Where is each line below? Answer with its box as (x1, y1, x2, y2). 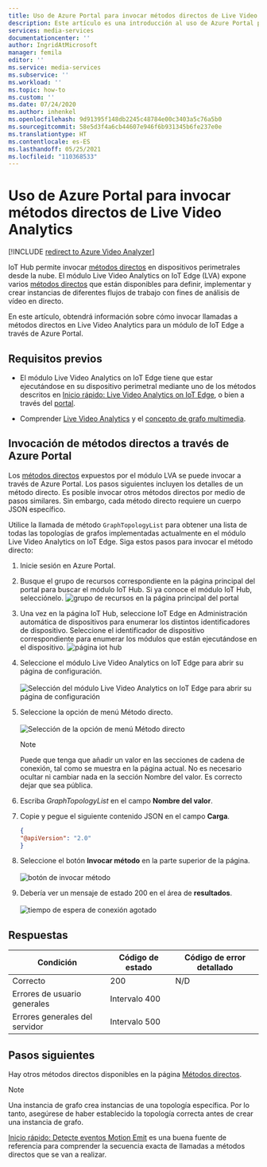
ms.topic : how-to (8, 85, 66, 94)
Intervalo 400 (110, 993, 161, 1004)
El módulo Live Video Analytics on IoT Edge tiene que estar (19, 373, 213, 383)
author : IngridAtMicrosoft (8, 41, 98, 49)
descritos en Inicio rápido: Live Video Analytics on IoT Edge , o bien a (19, 390, 245, 399)
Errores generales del (12, 1012, 93, 1023)
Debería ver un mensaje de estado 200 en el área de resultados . (19, 888, 233, 898)
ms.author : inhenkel (8, 108, 77, 116)
